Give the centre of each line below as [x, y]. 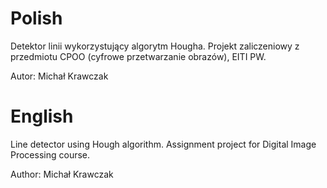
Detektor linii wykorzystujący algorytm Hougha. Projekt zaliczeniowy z [155, 46]
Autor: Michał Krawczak [59, 76]
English [42, 116]
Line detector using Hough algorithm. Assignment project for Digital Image [163, 144]
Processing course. [50, 154]
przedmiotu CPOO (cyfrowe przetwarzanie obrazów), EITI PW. [138, 56]
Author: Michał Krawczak [62, 174]
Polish [36, 18]
